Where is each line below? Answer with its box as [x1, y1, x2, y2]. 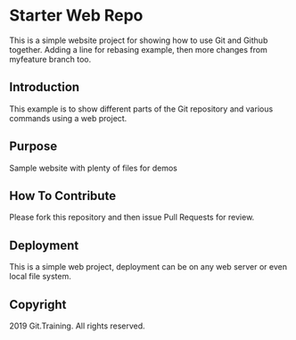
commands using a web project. [9, 112, 127, 123]
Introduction [9, 79, 80, 95]
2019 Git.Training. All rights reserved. [9, 320, 145, 331]
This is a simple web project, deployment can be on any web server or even [9, 261, 288, 272]
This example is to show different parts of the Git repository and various [9, 104, 274, 114]
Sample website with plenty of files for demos [9, 162, 178, 173]
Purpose [9, 139, 58, 154]
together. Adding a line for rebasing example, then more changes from [9, 44, 267, 54]
